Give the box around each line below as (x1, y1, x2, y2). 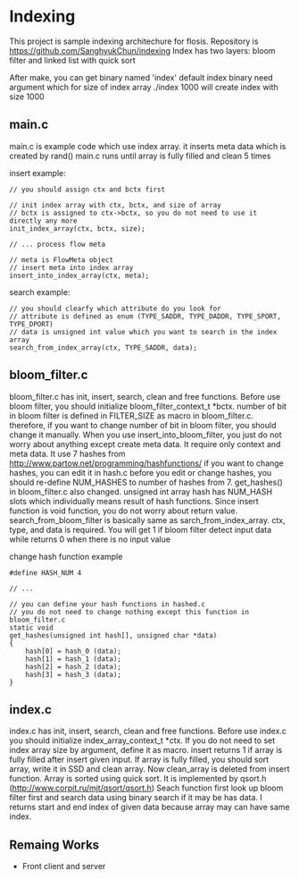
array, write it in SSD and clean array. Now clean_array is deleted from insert (9, 764, 290, 774)
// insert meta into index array (9, 263, 134, 272)
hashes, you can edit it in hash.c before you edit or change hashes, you (9, 467, 272, 478)
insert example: (9, 167, 66, 178)
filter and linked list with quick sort (9, 55, 136, 65)
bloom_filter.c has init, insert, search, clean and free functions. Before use (9, 391, 281, 401)
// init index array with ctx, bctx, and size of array (9, 200, 221, 209)
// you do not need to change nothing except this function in (9, 607, 250, 616)
